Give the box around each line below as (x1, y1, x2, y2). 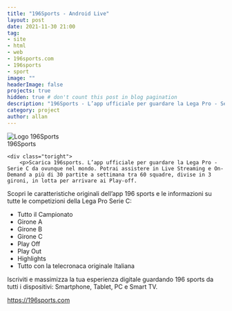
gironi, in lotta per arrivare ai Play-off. (7, 177, 137, 184)
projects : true (7, 87, 51, 94)
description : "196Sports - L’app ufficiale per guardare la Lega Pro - (7, 100, 217, 107)
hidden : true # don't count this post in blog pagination (7, 94, 177, 101)
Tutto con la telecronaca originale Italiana (17, 261, 135, 270)
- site (7, 36, 26, 43)
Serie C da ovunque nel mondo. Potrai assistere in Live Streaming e (7, 165, 212, 172)
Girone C (17, 232, 43, 240)
